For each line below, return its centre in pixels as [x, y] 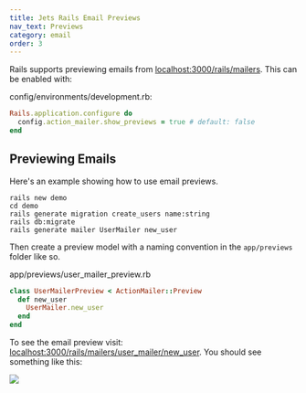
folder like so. [35, 256]
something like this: [46, 362]
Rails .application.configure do [71, 114]
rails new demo [38, 197]
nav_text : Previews [47, 27]
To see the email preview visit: [66, 343]
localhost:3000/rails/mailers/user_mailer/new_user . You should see [136, 352]
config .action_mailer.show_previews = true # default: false [137, 122]
